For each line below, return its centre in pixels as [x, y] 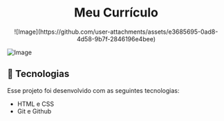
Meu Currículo [116, 13]
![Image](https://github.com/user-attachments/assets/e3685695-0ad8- [116, 32]
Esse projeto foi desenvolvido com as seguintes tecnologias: [93, 90]
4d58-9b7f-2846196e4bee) [116, 38]
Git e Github [34, 111]
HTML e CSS [36, 104]
